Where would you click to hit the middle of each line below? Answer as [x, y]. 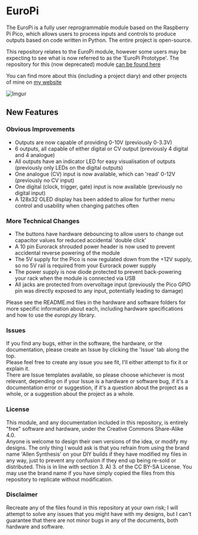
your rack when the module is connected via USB [75, 278]
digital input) [30, 193]
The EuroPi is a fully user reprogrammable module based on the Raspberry [98, 27]
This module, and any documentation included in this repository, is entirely [97, 422]
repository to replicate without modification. [60, 479]
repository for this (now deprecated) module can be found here [84, 64]
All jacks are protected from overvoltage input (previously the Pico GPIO [103, 284]
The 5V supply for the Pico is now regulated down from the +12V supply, [103, 259]
